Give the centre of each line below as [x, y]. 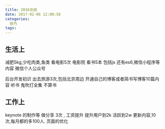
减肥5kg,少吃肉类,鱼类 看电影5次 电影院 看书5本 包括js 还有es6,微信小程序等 [82, 62]
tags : [11, 28]
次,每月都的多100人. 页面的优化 [37, 121]
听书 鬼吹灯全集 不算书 [34, 85]
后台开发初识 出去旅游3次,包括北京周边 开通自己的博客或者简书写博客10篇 [80, 79]
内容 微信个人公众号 [25, 68]
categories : [17, 19]
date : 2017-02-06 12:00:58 [33, 14]
